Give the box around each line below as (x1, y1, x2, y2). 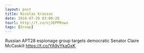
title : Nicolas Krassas (5, 11, 53, 16)
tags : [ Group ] (5, 25, 34, 30)
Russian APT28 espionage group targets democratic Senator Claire (5, 38, 139, 43)
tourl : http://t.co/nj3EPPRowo (5, 20, 68, 25)
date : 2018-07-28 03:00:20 (5, 16, 60, 21)
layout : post (5, 7, 32, 12)
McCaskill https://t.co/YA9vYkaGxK (5, 43, 76, 49)
